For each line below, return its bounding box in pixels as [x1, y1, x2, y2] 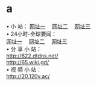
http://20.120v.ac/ [6, 72, 50, 80]
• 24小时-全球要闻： [6, 30, 57, 38]
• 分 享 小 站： [6, 45, 42, 53]
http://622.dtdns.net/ [6, 52, 58, 59]
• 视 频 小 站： [6, 65, 42, 73]
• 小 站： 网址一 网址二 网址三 [6, 22, 91, 30]
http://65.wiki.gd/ [6, 58, 49, 65]
